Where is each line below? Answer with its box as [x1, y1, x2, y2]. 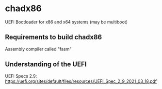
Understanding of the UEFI [5, 60, 87, 69]
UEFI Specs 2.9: [5, 73, 37, 79]
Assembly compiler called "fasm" [5, 46, 72, 52]
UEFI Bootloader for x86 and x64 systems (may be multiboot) [5, 19, 128, 25]
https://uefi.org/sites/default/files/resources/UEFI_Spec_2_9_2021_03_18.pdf [5, 78, 157, 84]
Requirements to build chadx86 [5, 33, 102, 41]
